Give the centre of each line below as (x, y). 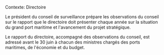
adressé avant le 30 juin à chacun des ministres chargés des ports (73, 42)
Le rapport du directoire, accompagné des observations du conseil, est (77, 37)
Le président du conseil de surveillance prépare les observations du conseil (82, 17)
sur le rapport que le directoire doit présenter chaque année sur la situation (82, 22)
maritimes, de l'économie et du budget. (45, 47)
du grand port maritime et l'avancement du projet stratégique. (68, 27)
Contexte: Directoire (25, 7)
